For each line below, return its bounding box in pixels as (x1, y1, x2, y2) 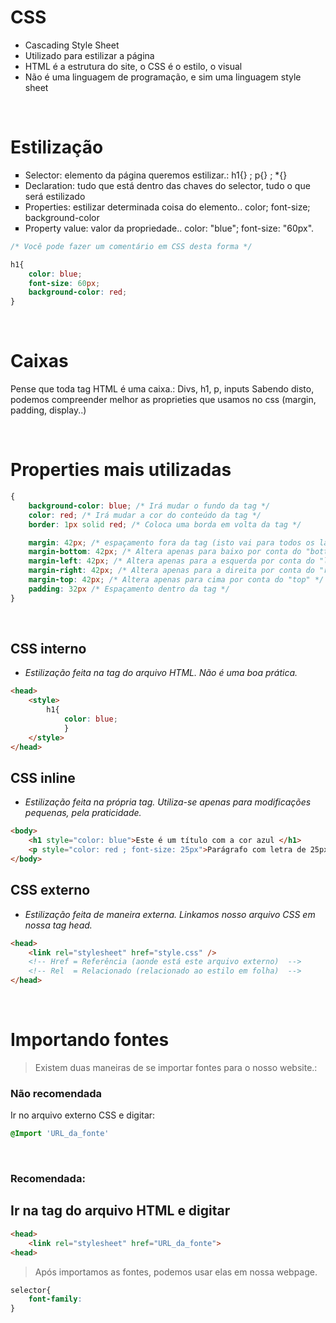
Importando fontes (10, 1029, 170, 1051)
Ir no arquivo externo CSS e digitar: (10, 1109, 156, 1121)
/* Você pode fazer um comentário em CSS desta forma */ (10, 241, 253, 251)
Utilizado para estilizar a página (24, 49, 155, 61)
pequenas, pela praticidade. (24, 807, 142, 819)
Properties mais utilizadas (10, 459, 232, 481)
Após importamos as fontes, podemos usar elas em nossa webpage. (34, 1266, 318, 1278)
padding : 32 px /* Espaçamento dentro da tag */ (28, 584, 230, 594)
